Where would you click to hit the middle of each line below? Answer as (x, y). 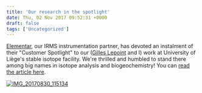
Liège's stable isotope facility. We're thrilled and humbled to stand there (96, 59)
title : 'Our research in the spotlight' (58, 12)
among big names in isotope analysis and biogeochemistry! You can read (98, 66)
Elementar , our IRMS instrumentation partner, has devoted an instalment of (100, 46)
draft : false (23, 23)
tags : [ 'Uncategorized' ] (38, 29)
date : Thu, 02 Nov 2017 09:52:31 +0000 (57, 18)
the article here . (26, 72)
